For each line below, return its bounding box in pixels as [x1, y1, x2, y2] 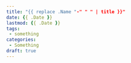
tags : [6, 25, 20, 32]
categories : [6, 37, 36, 43]
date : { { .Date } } [6, 14, 53, 20]
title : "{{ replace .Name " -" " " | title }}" [6, 8, 126, 15]
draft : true [6, 48, 36, 54]
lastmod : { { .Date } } [6, 20, 61, 26]
